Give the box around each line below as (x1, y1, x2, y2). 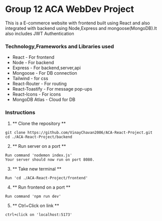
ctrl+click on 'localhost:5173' (5, 212, 72, 217)
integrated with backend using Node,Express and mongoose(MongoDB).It (5, 25, 157, 31)
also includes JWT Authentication (5, 30, 74, 36)
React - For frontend (12, 54, 55, 60)
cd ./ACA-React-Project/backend (5, 134, 72, 139)
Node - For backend (12, 60, 54, 66)
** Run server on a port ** (12, 143, 66, 149)
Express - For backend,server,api (12, 65, 81, 71)
